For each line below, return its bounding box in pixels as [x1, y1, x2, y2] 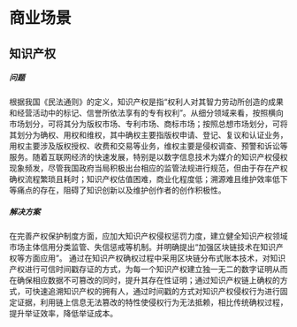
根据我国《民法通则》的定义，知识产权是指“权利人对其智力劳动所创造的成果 [9, 96, 285, 107]
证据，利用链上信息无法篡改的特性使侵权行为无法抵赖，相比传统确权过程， [16, 297, 288, 308]
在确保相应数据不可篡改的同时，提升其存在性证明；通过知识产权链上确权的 [9, 275, 280, 285]
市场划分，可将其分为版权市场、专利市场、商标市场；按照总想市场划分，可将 [9, 118, 288, 129]
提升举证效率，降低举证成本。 [9, 308, 118, 318]
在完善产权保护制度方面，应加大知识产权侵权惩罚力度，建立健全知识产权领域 [9, 231, 288, 241]
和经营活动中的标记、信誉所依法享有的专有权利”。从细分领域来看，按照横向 [9, 107, 285, 118]
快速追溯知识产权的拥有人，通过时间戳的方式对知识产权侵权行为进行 [32, 285, 280, 296]
